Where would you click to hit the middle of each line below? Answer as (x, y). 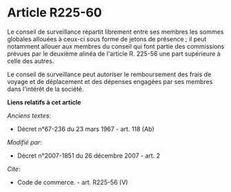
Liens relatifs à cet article (44, 102)
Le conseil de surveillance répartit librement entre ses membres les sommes (115, 32)
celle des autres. (31, 61)
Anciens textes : (29, 116)
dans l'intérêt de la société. (46, 89)
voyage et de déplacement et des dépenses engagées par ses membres (110, 81)
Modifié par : (25, 142)
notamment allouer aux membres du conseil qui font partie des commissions (116, 46)
